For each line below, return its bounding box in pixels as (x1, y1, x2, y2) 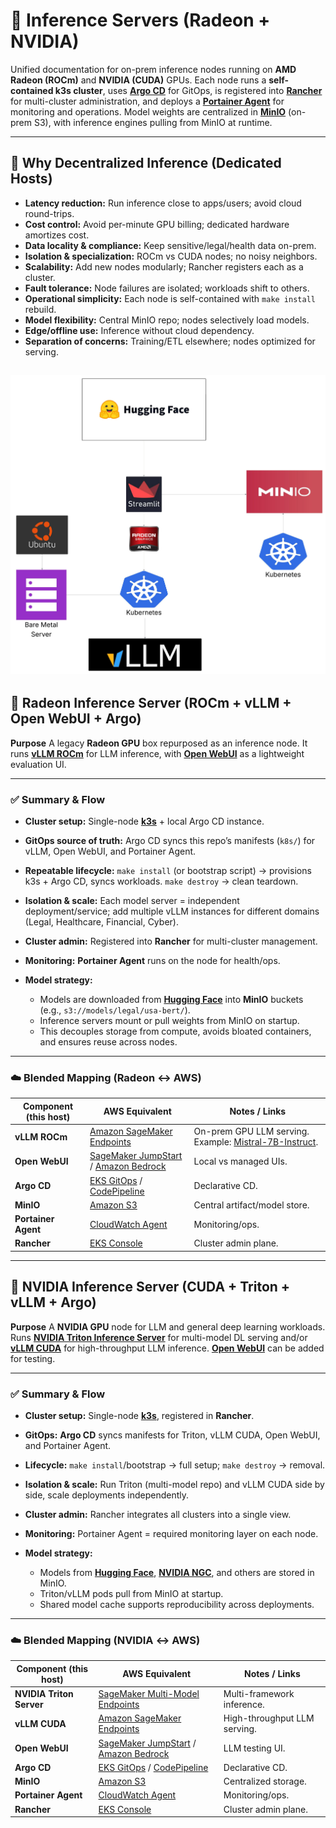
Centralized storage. (223, 1775, 307, 1788)
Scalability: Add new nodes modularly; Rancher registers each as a (24, 260, 304, 273)
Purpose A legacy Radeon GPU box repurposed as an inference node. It (10, 737, 308, 749)
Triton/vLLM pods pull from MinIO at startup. (39, 1588, 224, 1600)
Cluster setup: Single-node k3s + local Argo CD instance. (24, 815, 265, 828)
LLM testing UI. (223, 1742, 286, 1754)
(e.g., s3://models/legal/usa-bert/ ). (39, 1004, 191, 1016)
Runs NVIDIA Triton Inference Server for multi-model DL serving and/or (10, 1331, 308, 1343)
